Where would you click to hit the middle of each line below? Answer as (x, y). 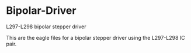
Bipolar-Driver (41, 11)
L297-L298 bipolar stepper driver (46, 26)
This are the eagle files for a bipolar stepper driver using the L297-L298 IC (95, 37)
